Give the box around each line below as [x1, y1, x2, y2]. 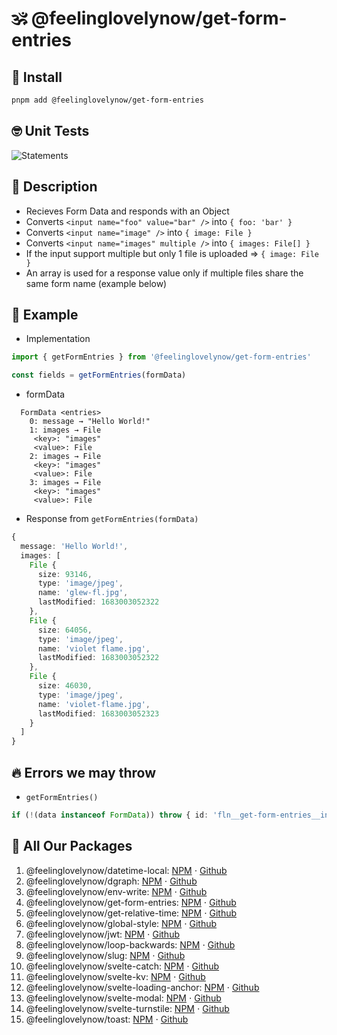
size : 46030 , [37, 681, 93, 691]
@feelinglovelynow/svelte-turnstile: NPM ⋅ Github [25, 1002, 230, 1014]
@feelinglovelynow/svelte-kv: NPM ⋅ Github [25, 970, 206, 982]
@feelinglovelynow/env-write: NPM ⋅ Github [25, 885, 208, 897]
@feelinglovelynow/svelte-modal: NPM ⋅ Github [25, 992, 222, 1004]
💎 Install [11, 68, 63, 86]
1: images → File [29, 425, 102, 436]
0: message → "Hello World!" [29, 417, 151, 427]
